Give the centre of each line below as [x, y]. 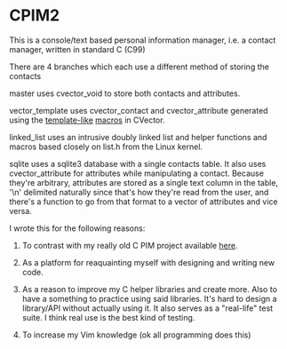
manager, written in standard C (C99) [77, 49]
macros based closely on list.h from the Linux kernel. [106, 147]
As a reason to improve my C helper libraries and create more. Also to [150, 289]
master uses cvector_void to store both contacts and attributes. [125, 93]
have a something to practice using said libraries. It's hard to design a [149, 298]
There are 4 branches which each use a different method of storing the [139, 67]
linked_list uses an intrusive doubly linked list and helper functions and [138, 137]
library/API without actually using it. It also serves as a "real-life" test [147, 308]
